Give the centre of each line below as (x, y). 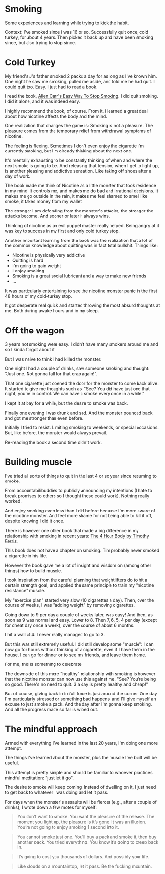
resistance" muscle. (25, 590)
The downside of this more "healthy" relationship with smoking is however (80, 674)
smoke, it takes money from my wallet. (44, 201)
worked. (14, 501)
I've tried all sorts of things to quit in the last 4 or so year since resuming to (81, 476)
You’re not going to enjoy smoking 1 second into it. (68, 827)
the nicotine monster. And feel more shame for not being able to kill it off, (79, 515)
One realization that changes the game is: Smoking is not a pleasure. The (79, 125)
